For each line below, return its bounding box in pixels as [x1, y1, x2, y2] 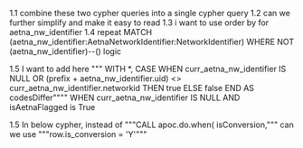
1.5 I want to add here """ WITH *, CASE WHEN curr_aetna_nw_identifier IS [9, 63, 287, 74]
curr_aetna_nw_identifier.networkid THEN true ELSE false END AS [9, 83, 255, 93]
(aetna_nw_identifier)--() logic [9, 46, 122, 57]
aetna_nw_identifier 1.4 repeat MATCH [9, 27, 153, 37]
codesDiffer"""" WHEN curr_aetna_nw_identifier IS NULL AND [9, 92, 241, 103]
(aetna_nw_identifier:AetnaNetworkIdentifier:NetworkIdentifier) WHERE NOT [9, 36, 295, 47]
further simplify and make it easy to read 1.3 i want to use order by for [9, 17, 270, 28]
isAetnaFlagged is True [9, 102, 96, 112]
